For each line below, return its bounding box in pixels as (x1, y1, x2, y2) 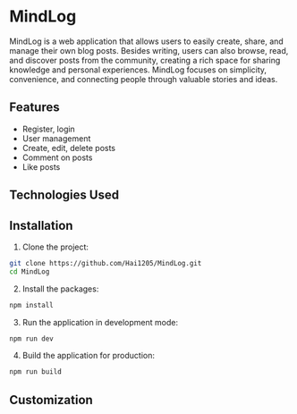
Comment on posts (21, 152, 93, 163)
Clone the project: (21, 241, 89, 252)
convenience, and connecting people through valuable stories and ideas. (9, 73, 278, 84)
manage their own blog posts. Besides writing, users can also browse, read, (9, 45, 289, 55)
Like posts (21, 161, 61, 172)
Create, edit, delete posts (21, 142, 116, 153)
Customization (9, 392, 94, 408)
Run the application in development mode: (21, 317, 179, 327)
